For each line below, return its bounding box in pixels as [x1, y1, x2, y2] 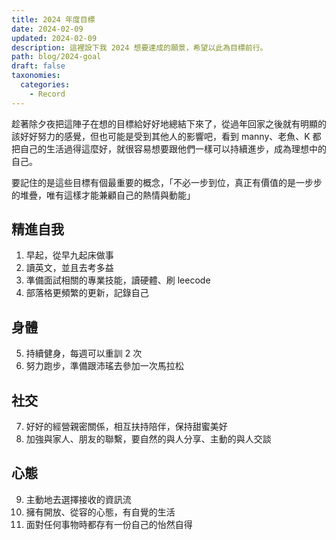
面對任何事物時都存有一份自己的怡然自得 [25, 518, 193, 530]
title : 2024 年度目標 [11, 14, 96, 25]
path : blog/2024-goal [11, 52, 102, 62]
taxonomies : [11, 71, 61, 81]
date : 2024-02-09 [11, 24, 84, 34]
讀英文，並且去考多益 [25, 262, 114, 274]
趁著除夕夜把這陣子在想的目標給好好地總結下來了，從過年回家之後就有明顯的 [11, 117, 327, 130]
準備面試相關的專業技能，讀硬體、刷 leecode [25, 274, 211, 286]
